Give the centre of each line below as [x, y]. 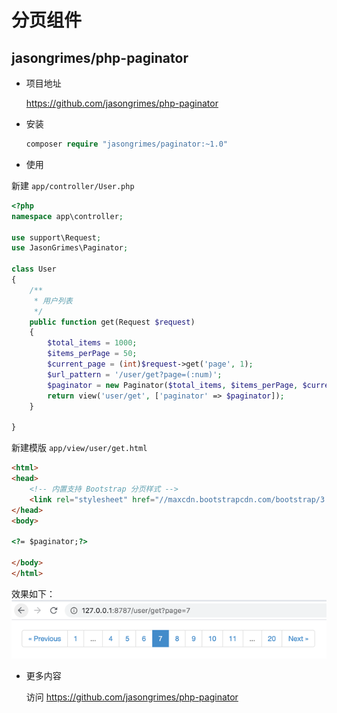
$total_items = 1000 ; [92, 343]
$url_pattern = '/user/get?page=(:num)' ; [135, 374]
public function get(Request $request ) [112, 322]
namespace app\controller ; [67, 216]
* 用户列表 [53, 301]
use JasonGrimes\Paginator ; [70, 248]
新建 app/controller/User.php [73, 185]
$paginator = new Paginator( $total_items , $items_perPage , [173, 385]
